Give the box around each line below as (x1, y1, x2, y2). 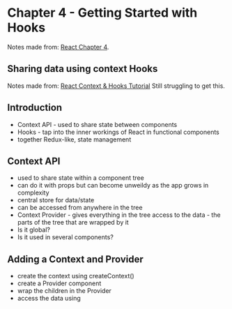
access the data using (17, 294, 82, 303)
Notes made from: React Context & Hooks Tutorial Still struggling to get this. (7, 82, 225, 90)
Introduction (7, 102, 63, 114)
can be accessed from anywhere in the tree (17, 204, 143, 212)
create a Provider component (17, 279, 102, 287)
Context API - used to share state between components (17, 120, 178, 128)
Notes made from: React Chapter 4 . (7, 43, 109, 51)
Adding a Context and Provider (7, 253, 144, 265)
